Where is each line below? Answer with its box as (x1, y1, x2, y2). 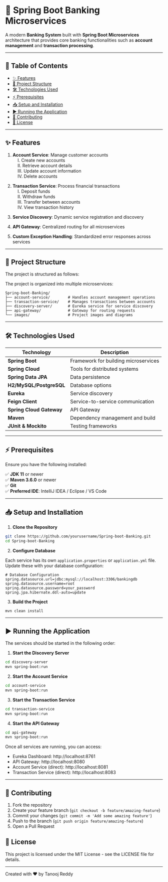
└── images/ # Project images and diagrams (5, 313, 133, 318)
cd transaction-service (5, 706, 55, 711)
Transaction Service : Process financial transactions (12, 183, 120, 189)
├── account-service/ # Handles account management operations (5, 295, 155, 300)
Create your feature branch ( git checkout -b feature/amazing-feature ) (12, 807, 160, 813)
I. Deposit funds (17, 188, 50, 194)
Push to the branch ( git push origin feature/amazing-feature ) (12, 818, 143, 824)
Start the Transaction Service (12, 697, 75, 703)
